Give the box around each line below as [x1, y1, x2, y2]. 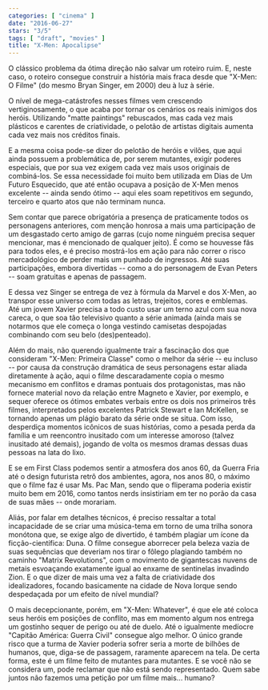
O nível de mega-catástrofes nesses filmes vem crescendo [8, 96, 202, 106]
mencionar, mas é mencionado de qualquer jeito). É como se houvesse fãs [8, 238, 254, 248]
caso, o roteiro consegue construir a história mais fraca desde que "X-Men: [8, 72, 258, 82]
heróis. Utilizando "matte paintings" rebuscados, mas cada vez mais [8, 113, 234, 123]
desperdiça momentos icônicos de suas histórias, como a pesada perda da [8, 422, 256, 432]
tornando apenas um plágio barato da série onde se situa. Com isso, [8, 414, 234, 423]
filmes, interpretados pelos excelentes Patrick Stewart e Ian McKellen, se [8, 406, 249, 415]
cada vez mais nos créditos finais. [8, 130, 121, 140]
